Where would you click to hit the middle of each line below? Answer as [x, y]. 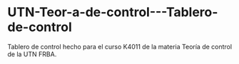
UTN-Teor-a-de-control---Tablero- [113, 12]
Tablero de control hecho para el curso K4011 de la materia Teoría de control [120, 46]
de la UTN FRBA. [32, 54]
